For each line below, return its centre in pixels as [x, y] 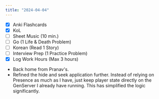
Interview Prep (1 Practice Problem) [50, 53]
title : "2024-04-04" [27, 10]
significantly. [26, 91]
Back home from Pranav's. [41, 69]
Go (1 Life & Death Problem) [42, 42]
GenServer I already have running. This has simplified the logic [79, 86]
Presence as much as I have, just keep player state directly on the [82, 80]
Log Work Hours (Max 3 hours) [45, 59]
